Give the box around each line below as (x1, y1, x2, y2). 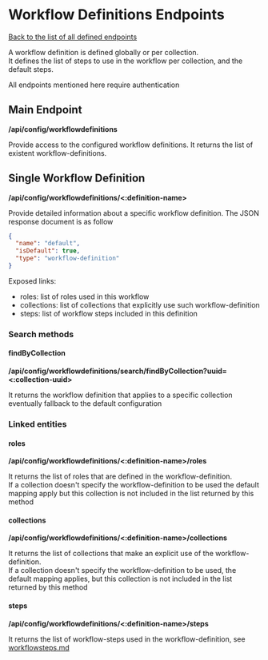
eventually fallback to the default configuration (8, 399, 162, 408)
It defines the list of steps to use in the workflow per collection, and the (8, 56, 243, 66)
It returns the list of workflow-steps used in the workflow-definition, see (8, 634, 246, 644)
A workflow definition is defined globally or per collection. (8, 47, 199, 57)
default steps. (8, 64, 54, 74)
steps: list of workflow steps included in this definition (19, 308, 198, 318)
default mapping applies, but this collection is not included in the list (8, 574, 233, 584)
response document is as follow (8, 217, 114, 226)
